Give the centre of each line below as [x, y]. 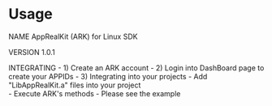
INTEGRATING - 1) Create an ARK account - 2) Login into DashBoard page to [136, 68]
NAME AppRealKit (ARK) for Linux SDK [73, 36]
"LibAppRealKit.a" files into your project [75, 85]
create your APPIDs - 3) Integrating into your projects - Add [108, 76]
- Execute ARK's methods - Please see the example [95, 93]
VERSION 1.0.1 [32, 52]
